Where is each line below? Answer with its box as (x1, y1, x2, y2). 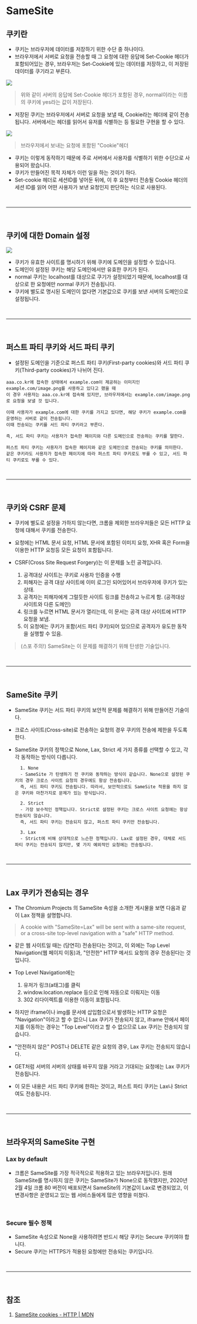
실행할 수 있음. (29, 630, 63, 637)
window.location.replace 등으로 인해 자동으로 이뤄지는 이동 (23, 989, 161, 996)
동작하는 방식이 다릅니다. (21, 754, 78, 761)
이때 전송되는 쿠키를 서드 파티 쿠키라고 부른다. (6, 422, 105, 428)
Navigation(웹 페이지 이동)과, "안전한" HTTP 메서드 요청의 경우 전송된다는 (14, 949, 185, 956)
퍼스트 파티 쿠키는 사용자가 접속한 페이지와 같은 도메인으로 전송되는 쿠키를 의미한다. (6, 445, 184, 451)
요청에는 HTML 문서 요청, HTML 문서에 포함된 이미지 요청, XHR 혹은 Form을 (14, 539, 191, 546)
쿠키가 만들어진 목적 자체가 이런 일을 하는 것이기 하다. (14, 169, 137, 176)
